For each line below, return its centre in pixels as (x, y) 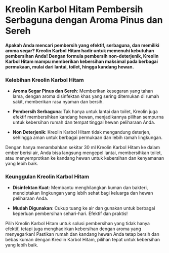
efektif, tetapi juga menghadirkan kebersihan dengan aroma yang (73, 229)
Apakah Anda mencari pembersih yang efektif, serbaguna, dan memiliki (82, 45)
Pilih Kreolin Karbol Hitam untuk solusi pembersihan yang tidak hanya (78, 224)
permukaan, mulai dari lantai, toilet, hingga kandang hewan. (70, 66)
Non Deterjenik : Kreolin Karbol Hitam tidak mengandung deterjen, (81, 132)
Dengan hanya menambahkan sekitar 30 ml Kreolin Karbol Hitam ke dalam (83, 148)
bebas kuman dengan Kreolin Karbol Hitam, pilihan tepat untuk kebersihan (83, 240)
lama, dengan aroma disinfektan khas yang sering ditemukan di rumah (86, 96)
